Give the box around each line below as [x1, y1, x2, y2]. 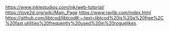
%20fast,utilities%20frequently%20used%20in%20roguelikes [5, 20, 136, 26]
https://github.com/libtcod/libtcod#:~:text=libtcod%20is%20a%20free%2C [5, 15, 164, 20]
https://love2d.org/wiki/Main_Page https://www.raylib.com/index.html [5, 9, 151, 15]
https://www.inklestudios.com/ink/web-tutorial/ [5, 4, 105, 10]
